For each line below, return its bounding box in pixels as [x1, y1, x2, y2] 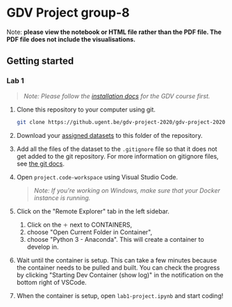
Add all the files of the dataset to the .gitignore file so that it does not [16, 144, 217, 153]
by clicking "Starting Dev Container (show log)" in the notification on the [16, 270, 224, 279]
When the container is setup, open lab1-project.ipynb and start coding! [16, 291, 224, 299]
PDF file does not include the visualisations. [6, 35, 136, 43]
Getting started [6, 55, 74, 67]
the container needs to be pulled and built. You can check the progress [16, 263, 220, 272]
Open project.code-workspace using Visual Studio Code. [16, 173, 179, 181]
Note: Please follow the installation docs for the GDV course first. [23, 91, 210, 100]
